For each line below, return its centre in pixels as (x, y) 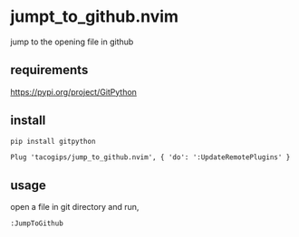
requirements (49, 70)
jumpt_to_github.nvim (95, 17)
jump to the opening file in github (72, 42)
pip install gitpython (53, 141)
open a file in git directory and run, (75, 207)
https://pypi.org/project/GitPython (73, 91)
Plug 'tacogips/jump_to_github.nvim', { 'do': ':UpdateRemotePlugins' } (150, 157)
